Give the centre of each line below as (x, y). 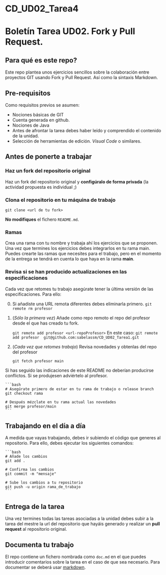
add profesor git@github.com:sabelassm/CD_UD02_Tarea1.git (76, 337)
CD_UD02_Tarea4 (42, 9)
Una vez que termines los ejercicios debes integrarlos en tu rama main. (78, 248)
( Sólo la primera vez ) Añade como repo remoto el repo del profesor (81, 318)
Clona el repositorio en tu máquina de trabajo (60, 200)
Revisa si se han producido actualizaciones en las (66, 272)
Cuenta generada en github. (41, 120)
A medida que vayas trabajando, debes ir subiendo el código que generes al (83, 438)
